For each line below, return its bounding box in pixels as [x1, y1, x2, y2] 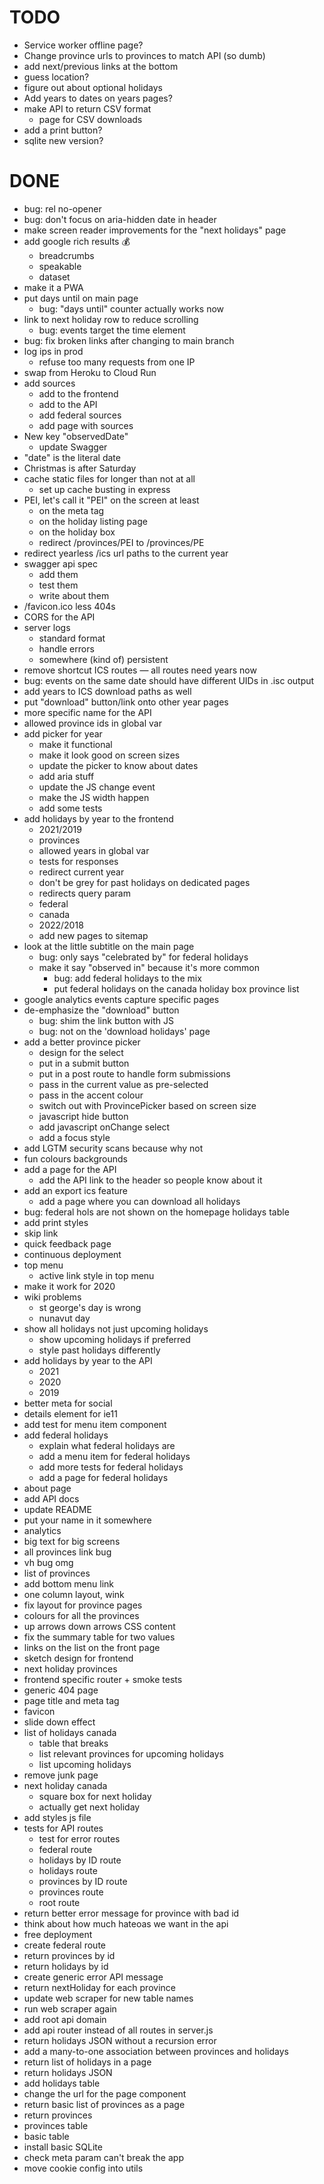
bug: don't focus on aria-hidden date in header [23, 213, 217, 225]
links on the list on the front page [23, 1641, 161, 1653]
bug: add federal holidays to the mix [53, 972, 202, 984]
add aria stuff [38, 770, 95, 782]
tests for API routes [23, 1822, 104, 1834]
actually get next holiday [38, 1801, 141, 1813]
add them [38, 568, 79, 580]
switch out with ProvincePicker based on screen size [38, 1099, 257, 1111]
